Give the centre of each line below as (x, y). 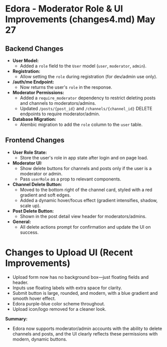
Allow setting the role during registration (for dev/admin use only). (89, 76)
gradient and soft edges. (45, 195)
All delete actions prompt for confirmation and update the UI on (85, 227)
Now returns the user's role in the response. (66, 87)
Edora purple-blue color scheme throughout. (59, 303)
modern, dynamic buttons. (40, 339)
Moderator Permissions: (38, 93)
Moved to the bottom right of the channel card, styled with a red (86, 190)
